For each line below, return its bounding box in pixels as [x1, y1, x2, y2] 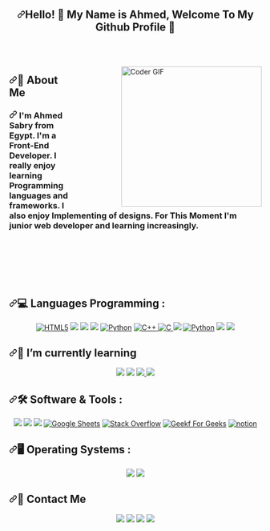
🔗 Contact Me [17, 493, 87, 506]
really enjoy [9, 160, 56, 171]
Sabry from [9, 120, 54, 131]
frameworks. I [9, 200, 65, 211]
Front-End [9, 140, 50, 151]
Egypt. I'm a [9, 130, 57, 141]
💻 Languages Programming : [17, 296, 166, 310]
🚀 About [17, 74, 58, 87]
